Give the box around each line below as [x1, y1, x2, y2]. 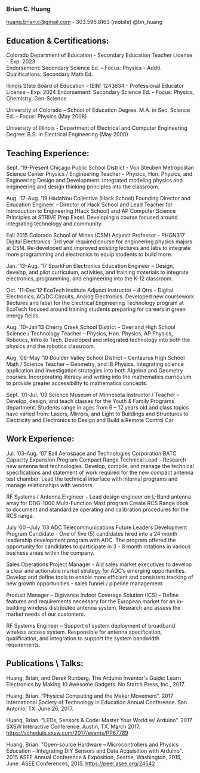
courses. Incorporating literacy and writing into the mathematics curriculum [6, 373, 192, 380]
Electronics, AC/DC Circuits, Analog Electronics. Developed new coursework [6, 292, 195, 300]
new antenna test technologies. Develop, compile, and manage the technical [6, 462, 194, 469]
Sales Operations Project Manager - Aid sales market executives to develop [6, 561, 192, 568]
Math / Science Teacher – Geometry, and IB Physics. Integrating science [6, 360, 184, 368]
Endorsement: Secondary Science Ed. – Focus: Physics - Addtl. [6, 65, 162, 72]
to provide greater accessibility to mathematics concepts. [6, 379, 148, 387]
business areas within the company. [6, 549, 95, 556]
